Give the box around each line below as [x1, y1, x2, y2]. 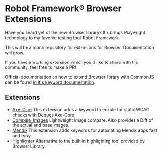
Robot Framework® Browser [5, 3, 122, 14]
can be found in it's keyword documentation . [5, 79, 96, 85]
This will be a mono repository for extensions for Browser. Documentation [5, 44, 154, 50]
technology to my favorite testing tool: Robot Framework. [5, 35, 120, 41]
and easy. [12, 132, 32, 138]
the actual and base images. [12, 122, 70, 128]
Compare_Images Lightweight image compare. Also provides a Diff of [12, 117, 153, 123]
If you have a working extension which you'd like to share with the [5, 59, 138, 65]
